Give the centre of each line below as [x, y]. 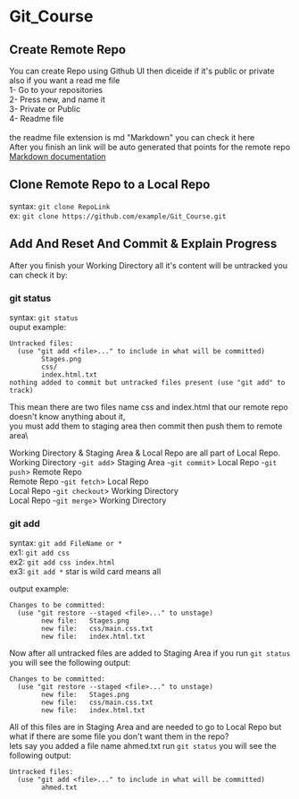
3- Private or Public [45, 109]
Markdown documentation [58, 157]
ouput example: [38, 327]
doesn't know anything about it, [67, 416]
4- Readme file [37, 119]
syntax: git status [44, 317]
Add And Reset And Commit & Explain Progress [143, 244]
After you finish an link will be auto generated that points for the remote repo [150, 147]
